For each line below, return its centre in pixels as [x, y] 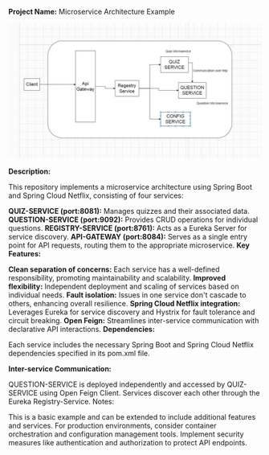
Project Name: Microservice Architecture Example [92, 12]
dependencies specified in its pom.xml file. [79, 353]
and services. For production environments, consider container [112, 425]
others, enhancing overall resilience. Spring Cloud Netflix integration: [124, 303]
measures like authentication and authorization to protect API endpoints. [128, 442]
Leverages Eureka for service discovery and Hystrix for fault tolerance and [132, 312]
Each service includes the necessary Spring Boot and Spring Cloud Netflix [131, 344]
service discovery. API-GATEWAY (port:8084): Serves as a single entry [128, 236]
